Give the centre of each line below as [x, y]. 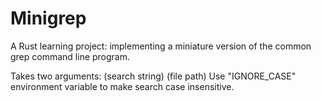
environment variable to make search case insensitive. [122, 86]
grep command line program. [70, 56]
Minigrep [48, 18]
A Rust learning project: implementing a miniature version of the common [161, 46]
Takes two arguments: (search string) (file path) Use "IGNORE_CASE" [153, 76]
